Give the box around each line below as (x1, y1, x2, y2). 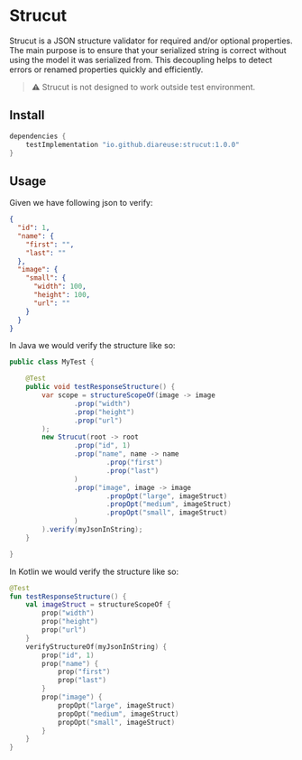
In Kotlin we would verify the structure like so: (9, 566, 178, 577)
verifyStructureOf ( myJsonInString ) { (25, 642, 168, 651)
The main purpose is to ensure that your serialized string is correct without (9, 44, 287, 55)
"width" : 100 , (32, 282, 87, 292)
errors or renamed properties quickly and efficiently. (9, 64, 204, 75)
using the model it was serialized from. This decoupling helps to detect (9, 54, 273, 65)
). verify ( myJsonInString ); (41, 525, 143, 534)
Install (9, 107, 45, 123)
